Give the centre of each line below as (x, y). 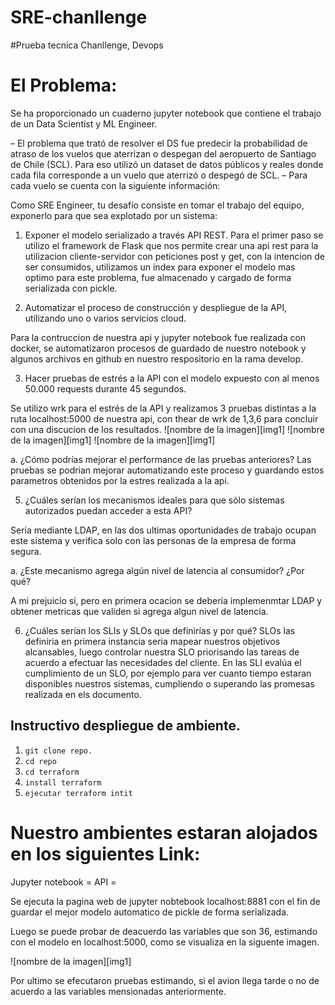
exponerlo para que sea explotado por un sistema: (114, 215)
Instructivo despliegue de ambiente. (125, 726)
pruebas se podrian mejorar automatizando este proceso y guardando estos (167, 470)
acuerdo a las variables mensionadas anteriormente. (118, 991)
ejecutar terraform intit (78, 793)
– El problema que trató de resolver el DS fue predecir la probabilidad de (159, 143)
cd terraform (52, 772)
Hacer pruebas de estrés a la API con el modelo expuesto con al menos (172, 378)
